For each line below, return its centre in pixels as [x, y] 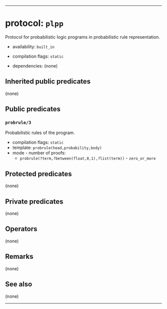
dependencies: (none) [35, 66]
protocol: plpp [34, 23]
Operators [21, 229]
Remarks [19, 257]
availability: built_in [33, 46]
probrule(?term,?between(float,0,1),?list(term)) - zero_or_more [88, 158]
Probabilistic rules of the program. [40, 133]
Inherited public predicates [48, 82]
